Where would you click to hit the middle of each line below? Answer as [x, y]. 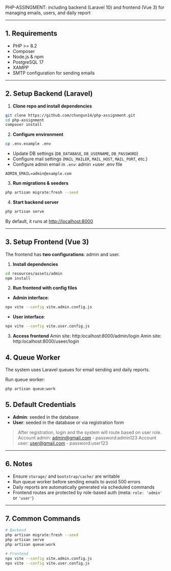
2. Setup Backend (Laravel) [49, 94]
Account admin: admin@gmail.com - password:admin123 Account [87, 438]
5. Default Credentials [41, 405]
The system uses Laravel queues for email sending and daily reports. [78, 370]
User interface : [29, 317]
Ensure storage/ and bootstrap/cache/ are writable [66, 476]
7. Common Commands [43, 518]
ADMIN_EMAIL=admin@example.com [38, 174]
